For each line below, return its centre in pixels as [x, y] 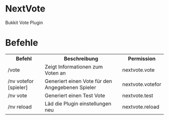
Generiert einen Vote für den [78, 81]
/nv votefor [21, 81]
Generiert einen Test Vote [75, 95]
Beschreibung [81, 58]
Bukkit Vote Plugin [24, 22]
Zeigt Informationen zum [74, 66]
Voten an [55, 73]
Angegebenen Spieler [70, 87]
